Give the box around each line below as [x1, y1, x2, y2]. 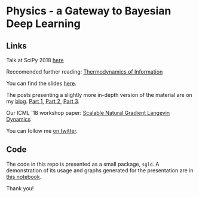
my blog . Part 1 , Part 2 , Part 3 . [6, 98, 79, 105]
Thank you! [6, 184, 34, 192]
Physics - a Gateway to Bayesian [6, 4, 172, 18]
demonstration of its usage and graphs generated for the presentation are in [6, 166, 194, 174]
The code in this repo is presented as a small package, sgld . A [6, 160, 160, 167]
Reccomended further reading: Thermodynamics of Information [6, 68, 163, 75]
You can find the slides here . [6, 80, 76, 87]
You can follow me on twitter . [6, 127, 78, 134]
